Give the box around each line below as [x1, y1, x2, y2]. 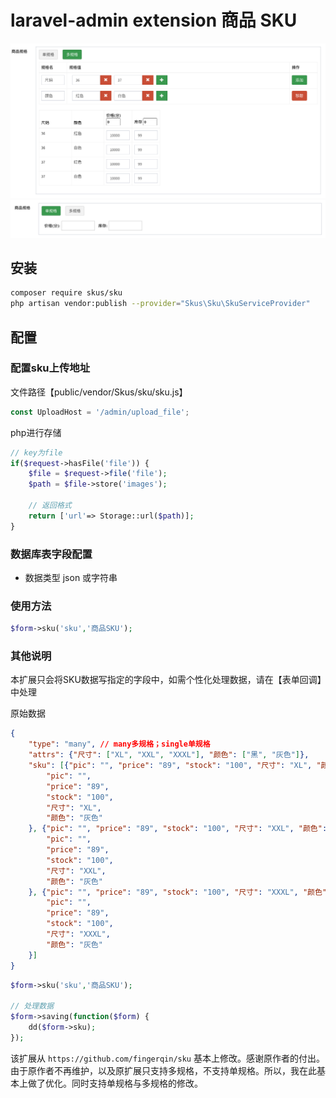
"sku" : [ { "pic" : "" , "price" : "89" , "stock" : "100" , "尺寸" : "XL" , [28, 761, 313, 771]
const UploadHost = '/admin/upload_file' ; [10, 407, 190, 417]
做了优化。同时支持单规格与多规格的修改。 [27, 1077, 203, 1089]
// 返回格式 [28, 501, 72, 511]
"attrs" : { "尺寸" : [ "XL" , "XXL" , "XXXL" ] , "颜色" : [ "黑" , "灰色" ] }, [28, 750, 310, 760]
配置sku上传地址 [10, 361, 90, 375]
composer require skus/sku [10, 288, 123, 298]
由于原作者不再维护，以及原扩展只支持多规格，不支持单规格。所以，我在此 [10, 1064, 317, 1076]
